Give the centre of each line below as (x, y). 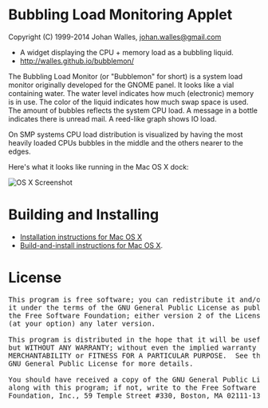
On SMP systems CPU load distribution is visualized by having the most (126, 134)
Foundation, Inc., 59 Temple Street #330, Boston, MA (116, 395)
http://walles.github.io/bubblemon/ (77, 61)
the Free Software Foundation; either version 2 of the (120, 315)
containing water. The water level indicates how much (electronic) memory (131, 93)
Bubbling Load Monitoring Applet (120, 15)
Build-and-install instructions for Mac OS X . (91, 245)
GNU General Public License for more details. (101, 363)
